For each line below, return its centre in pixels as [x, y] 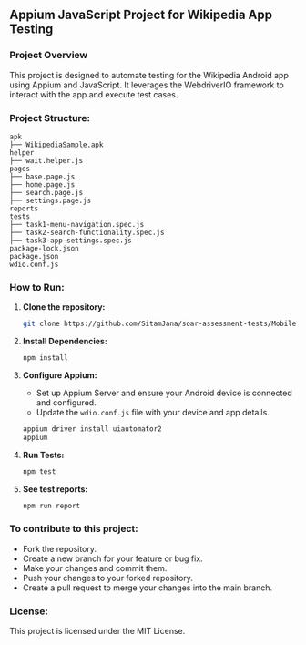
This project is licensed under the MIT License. [97, 631]
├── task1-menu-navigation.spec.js [77, 224]
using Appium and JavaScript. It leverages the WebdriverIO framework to [147, 85]
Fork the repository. [60, 548]
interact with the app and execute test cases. [94, 94]
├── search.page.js [46, 192]
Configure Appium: [60, 375]
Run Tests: [43, 455]
